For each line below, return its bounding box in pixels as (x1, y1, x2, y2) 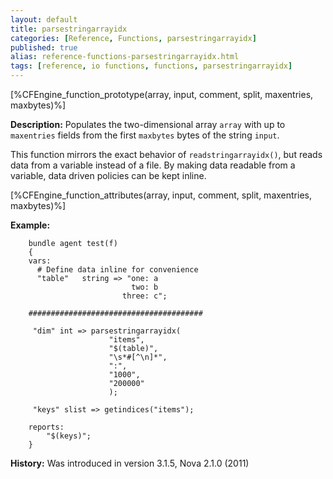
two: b (131, 282, 159, 292)
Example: (10, 219, 51, 231)
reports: (28, 422, 65, 432)
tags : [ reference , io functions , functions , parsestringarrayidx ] (10, 61, 293, 71)
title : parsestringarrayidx (10, 24, 128, 34)
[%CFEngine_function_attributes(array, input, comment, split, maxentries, (10, 189, 312, 201)
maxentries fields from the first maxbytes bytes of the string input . (10, 129, 280, 141)
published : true (10, 42, 78, 53)
